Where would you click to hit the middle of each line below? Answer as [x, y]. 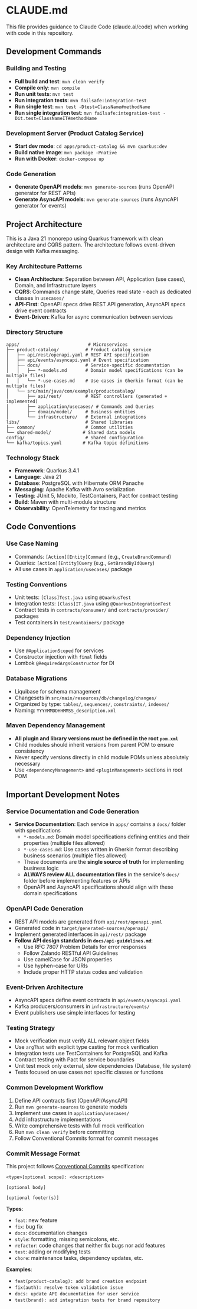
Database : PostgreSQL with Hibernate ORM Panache [79, 483]
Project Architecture [44, 224]
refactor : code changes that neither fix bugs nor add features [90, 1245]
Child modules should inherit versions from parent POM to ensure [94, 744]
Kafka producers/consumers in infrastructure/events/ [82, 1006]
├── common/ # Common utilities [70, 427]
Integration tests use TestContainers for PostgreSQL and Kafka [91, 1054]
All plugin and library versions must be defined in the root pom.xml [96, 738]
